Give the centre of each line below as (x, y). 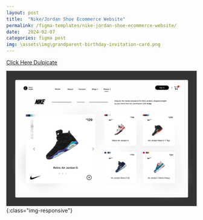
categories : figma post (36, 38)
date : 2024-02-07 (31, 32)
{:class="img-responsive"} (40, 210)
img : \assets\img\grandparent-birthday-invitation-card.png (84, 45)
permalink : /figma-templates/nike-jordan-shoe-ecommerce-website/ (92, 25)
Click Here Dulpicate (32, 62)
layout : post (23, 13)
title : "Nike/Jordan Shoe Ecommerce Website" (66, 19)
